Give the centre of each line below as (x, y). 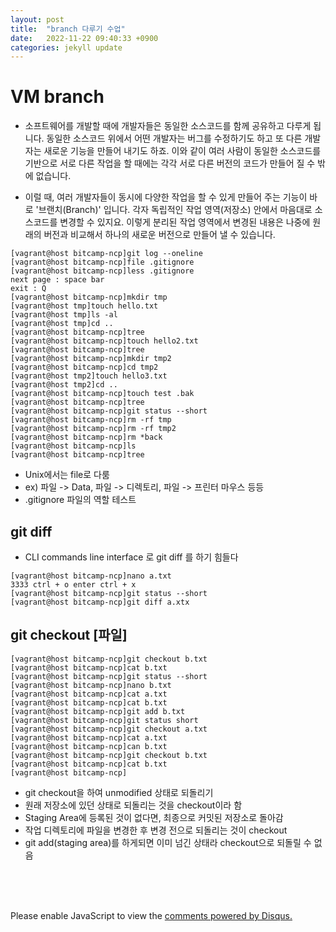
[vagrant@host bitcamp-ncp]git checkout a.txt (109, 729)
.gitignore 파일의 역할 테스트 (80, 500)
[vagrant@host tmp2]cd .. (64, 385)
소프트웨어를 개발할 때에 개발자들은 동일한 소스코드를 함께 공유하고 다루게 (168, 126)
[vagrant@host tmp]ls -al (64, 315)
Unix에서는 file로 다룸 (67, 475)
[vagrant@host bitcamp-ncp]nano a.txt (91, 576)
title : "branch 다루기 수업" (68, 29)
